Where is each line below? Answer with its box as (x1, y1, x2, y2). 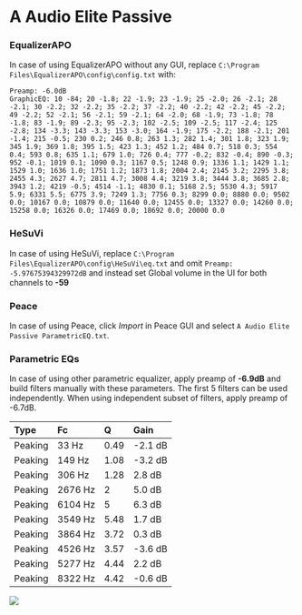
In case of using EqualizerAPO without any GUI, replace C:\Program (9, 59, 260, 70)
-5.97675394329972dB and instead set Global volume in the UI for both (9, 267, 268, 278)
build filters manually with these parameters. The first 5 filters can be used (9, 383, 288, 394)
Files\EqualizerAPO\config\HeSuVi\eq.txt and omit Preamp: (9, 257, 234, 268)
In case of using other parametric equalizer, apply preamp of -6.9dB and (9, 373, 281, 384)
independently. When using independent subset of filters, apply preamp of (9, 393, 288, 404)
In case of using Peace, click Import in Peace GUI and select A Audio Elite (9, 320, 290, 331)
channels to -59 (9, 277, 70, 287)
